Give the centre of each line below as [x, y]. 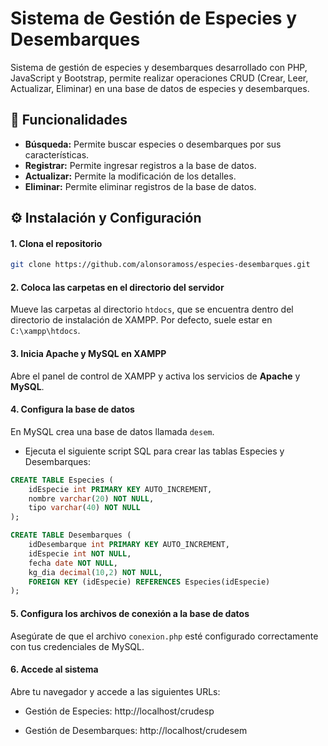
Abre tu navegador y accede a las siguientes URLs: [115, 691]
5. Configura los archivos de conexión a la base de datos [130, 613]
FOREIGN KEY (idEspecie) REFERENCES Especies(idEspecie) [149, 582]
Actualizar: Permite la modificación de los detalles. [130, 176]
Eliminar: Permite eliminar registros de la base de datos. [140, 186]
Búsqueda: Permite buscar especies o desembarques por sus [153, 144]
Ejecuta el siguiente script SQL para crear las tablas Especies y [154, 451]
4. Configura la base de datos [72, 409]
